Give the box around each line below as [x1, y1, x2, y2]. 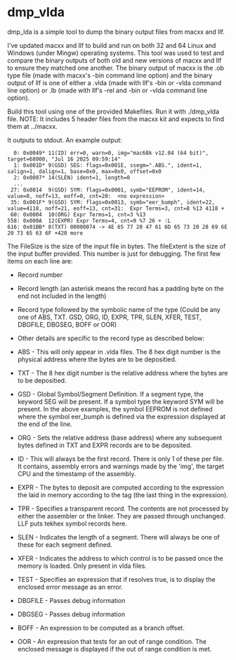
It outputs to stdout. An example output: [7, 135, 123, 144]
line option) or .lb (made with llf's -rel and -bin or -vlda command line [7, 86, 208, 94]
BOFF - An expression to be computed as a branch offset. [17, 623, 185, 632]
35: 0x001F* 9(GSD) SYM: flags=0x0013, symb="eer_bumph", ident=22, [10, 199, 216, 206]
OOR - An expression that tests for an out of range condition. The [17, 637, 207, 645]
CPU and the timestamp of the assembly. [17, 469, 136, 478]
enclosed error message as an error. [17, 583, 123, 591]
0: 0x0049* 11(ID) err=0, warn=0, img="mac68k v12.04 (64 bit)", [13, 149, 209, 156]
